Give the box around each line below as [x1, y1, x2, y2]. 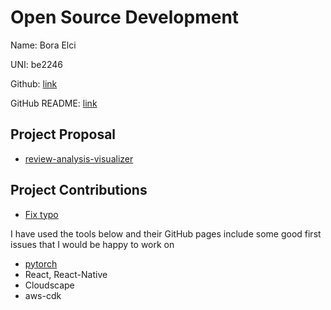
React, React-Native [24, 268, 108, 280]
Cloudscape [24, 279, 75, 291]
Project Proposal [10, 126, 117, 143]
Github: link [10, 77, 58, 90]
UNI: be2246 [10, 58, 64, 70]
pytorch [24, 257, 58, 270]
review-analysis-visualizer [24, 152, 134, 165]
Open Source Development [10, 6, 240, 29]
